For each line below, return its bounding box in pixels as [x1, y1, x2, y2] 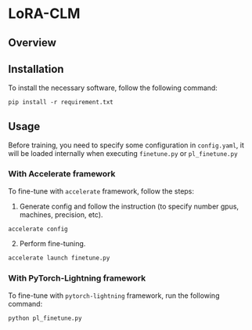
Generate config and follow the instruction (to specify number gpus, [19, 201, 239, 211]
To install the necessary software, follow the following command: [8, 83, 218, 92]
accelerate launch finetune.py [8, 254, 110, 263]
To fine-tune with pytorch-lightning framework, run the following [8, 291, 220, 300]
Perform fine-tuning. [19, 239, 86, 248]
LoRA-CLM [8, 5, 81, 23]
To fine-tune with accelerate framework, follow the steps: [8, 186, 194, 196]
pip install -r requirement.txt [8, 99, 113, 107]
